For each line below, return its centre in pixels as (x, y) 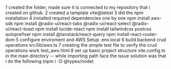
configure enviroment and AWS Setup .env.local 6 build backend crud (93, 40)
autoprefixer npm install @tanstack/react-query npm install (67, 34)
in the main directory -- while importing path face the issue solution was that (86, 56)
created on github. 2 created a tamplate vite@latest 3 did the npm (75, 13)
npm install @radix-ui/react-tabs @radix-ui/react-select (72, 23)
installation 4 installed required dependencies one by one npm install (78, 18)
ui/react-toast (20, 29)
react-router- (144, 34)
